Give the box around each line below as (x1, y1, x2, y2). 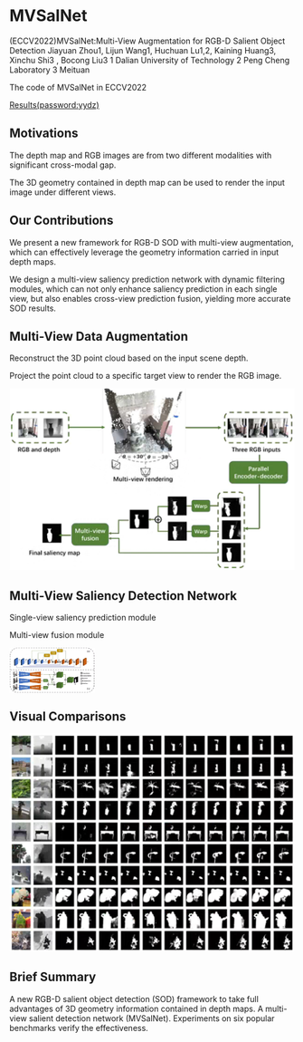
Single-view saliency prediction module (9, 613, 156, 623)
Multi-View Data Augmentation (9, 328, 188, 344)
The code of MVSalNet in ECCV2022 (9, 82, 147, 92)
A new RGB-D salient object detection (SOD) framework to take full (9, 993, 260, 1004)
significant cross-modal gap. (9, 159, 117, 170)
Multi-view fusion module (9, 630, 105, 641)
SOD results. (9, 303, 57, 314)
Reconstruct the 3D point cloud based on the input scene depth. (9, 352, 249, 363)
